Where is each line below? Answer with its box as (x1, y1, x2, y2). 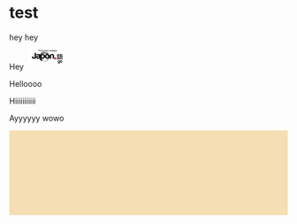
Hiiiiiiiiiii (9, 96, 36, 106)
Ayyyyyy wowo (9, 112, 65, 123)
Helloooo (9, 78, 42, 89)
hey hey (9, 32, 39, 42)
